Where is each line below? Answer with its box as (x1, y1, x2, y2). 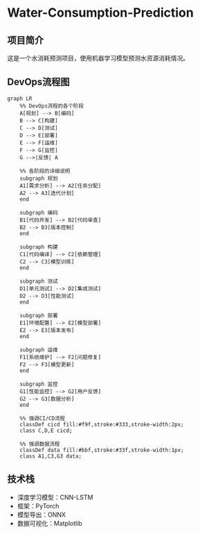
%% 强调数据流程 (19, 440, 60, 447)
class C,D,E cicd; (19, 427, 73, 434)
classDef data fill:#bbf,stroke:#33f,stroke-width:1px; (19, 447, 185, 453)
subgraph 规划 (19, 175, 58, 182)
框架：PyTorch (17, 501, 60, 510)
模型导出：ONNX (17, 510, 66, 519)
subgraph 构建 (19, 243, 58, 251)
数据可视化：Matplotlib (17, 519, 83, 527)
